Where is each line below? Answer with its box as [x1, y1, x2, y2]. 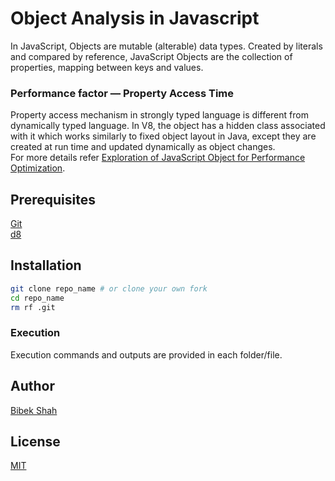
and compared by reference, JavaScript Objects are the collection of [10, 50, 293, 62]
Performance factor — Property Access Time [10, 86, 235, 100]
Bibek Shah [10, 404, 58, 416]
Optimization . [10, 162, 66, 174]
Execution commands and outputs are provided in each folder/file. [10, 348, 283, 361]
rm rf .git [10, 302, 56, 312]
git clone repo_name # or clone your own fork [10, 283, 208, 294]
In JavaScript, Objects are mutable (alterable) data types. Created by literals [10, 40, 323, 52]
